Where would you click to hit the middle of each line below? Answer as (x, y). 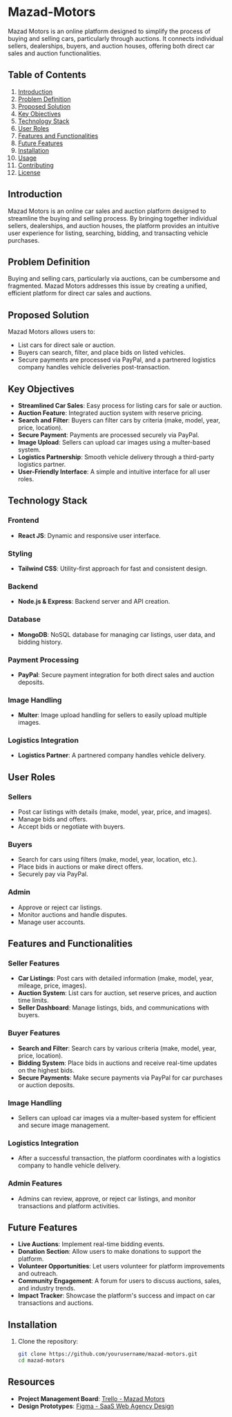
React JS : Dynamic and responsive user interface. (89, 535)
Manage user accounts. (51, 922)
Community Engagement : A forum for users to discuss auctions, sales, (119, 1281)
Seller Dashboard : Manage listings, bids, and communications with (113, 1008)
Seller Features (34, 963)
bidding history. (40, 642)
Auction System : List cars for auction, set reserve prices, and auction (117, 993)
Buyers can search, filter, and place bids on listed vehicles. (101, 353)
